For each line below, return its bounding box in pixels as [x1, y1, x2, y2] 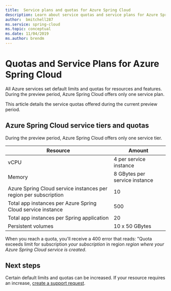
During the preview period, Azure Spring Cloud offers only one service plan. [5, 91, 165, 97]
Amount [128, 147, 149, 154]
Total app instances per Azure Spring [8, 200, 97, 207]
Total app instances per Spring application [8, 214, 109, 221]
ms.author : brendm [5, 36, 44, 41]
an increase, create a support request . [5, 280, 85, 286]
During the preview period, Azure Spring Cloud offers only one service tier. [5, 135, 162, 141]
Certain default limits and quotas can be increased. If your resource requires [5, 275, 165, 281]
